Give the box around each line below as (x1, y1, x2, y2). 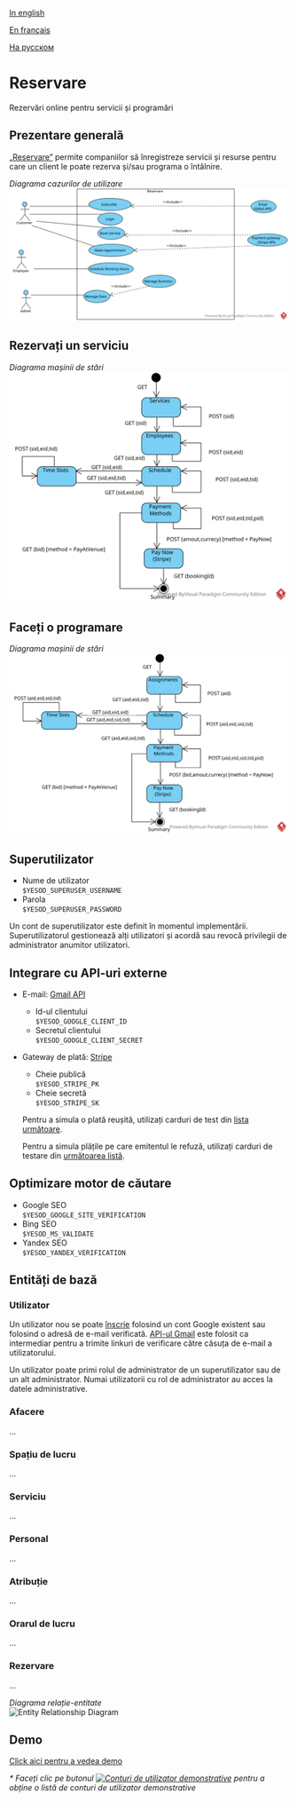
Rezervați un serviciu (9, 338, 129, 353)
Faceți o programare (9, 620, 124, 635)
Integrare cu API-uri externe (9, 965, 168, 980)
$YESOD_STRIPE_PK (35, 1079, 100, 1088)
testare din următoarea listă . (21, 1150, 126, 1161)
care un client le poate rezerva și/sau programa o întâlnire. (9, 161, 223, 171)
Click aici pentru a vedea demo (9, 1756, 122, 1766)
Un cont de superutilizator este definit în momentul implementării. (9, 921, 248, 931)
